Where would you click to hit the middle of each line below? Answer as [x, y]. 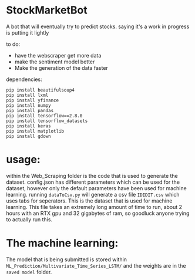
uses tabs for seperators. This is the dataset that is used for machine [89, 201]
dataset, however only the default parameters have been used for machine [96, 188]
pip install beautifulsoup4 [41, 90]
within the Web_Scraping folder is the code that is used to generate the [92, 176]
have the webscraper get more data [58, 55]
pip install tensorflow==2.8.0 [44, 116]
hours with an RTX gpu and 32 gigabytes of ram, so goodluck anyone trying [98, 213]
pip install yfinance [33, 100]
